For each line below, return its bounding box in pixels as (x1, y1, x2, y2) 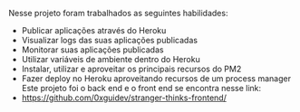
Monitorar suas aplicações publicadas (21, 44, 164, 55)
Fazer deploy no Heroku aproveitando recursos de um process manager (21, 73, 292, 84)
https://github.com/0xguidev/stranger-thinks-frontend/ (21, 92, 227, 103)
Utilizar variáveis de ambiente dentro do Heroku (21, 54, 200, 64)
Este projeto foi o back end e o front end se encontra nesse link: (21, 83, 262, 93)
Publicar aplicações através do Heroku (21, 25, 167, 35)
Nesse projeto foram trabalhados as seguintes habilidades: (8, 8, 228, 18)
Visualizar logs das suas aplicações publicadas (21, 35, 198, 45)
